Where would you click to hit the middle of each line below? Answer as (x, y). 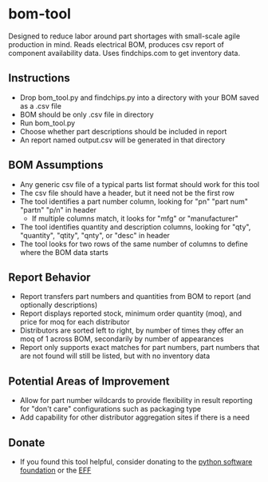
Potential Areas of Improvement (89, 381)
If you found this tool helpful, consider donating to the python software (136, 462)
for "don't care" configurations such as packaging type (110, 409)
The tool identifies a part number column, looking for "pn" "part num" (134, 201)
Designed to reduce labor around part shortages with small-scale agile (124, 36)
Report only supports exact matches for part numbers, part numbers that (140, 348)
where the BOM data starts (64, 252)
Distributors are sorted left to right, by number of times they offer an (132, 331)
